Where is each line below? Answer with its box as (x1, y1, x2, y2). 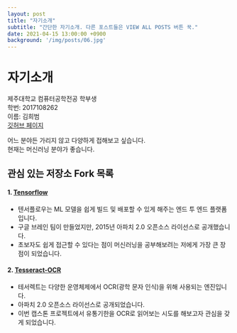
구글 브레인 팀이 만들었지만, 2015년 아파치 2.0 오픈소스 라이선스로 (17, 222, 200, 231)
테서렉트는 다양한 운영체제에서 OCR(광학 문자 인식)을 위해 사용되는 (17, 282, 203, 291)
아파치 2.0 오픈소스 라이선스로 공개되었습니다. (17, 300, 145, 309)
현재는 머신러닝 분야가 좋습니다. (7, 145, 95, 153)
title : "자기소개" (7, 17, 56, 24)
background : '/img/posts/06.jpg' (7, 37, 106, 44)
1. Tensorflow (7, 188, 48, 197)
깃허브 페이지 (7, 121, 44, 130)
